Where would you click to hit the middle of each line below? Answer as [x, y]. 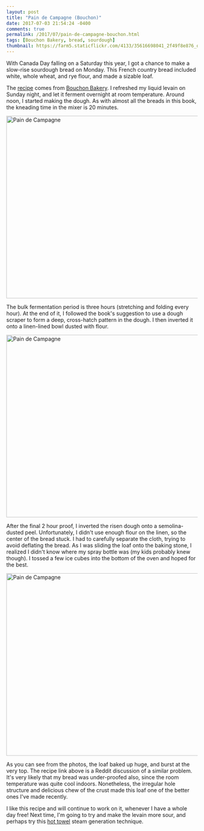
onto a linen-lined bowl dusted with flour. [58, 326]
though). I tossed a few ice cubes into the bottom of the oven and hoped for [101, 558]
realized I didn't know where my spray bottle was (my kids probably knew [98, 552]
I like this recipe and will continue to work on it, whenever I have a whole [97, 808]
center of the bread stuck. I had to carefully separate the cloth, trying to [96, 538]
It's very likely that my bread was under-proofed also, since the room [93, 777]
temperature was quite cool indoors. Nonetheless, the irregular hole [91, 784]
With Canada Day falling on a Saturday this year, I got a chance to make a [98, 63]
